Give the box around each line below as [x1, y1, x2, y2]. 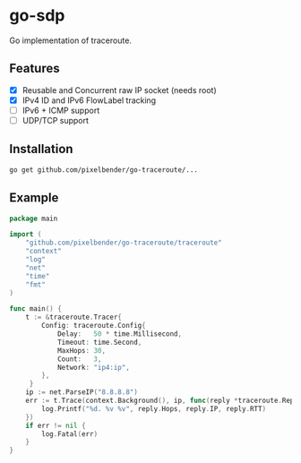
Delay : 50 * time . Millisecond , [56, 330, 182, 339]
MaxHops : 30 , [56, 346, 106, 355]
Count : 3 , [56, 355, 102, 364]
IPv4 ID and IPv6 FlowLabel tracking [21, 95, 157, 106]
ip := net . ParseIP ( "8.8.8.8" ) [25, 388, 139, 397]
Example [9, 190, 59, 206]
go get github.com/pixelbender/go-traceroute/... [9, 165, 199, 175]
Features [9, 61, 60, 76]
